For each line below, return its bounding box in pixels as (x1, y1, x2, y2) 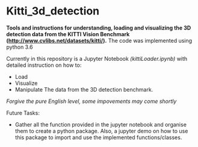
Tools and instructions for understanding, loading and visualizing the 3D (6, 24, 191, 31)
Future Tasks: (6, 109, 40, 116)
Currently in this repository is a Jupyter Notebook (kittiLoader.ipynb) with (6, 55, 188, 62)
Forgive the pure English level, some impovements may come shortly (6, 98, 177, 105)
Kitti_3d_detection (6, 4, 100, 18)
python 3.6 (6, 43, 33, 51)
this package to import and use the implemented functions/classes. (14, 134, 182, 141)
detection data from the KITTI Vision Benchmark (6, 30, 130, 37)
